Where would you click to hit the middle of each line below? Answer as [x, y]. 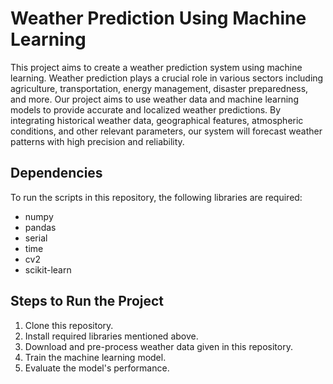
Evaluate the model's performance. [97, 368]
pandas [40, 227]
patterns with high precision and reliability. [97, 141]
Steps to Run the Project [87, 301]
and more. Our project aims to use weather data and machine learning [154, 99]
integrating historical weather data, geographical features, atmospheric [157, 120]
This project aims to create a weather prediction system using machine [156, 67]
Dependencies [56, 173]
